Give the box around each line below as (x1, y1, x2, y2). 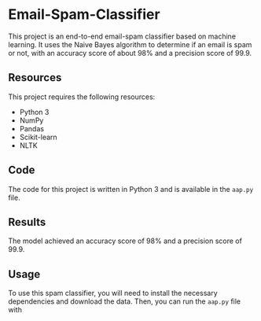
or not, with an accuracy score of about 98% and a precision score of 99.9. (8, 48, 252, 57)
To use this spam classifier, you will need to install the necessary (8, 289, 218, 298)
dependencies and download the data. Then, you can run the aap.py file (8, 297, 241, 306)
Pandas (19, 124, 45, 133)
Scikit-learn (19, 132, 57, 142)
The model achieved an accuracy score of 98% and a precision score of (8, 236, 242, 245)
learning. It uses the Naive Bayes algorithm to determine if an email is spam (8, 39, 252, 49)
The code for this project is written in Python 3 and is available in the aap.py (8, 184, 254, 194)
